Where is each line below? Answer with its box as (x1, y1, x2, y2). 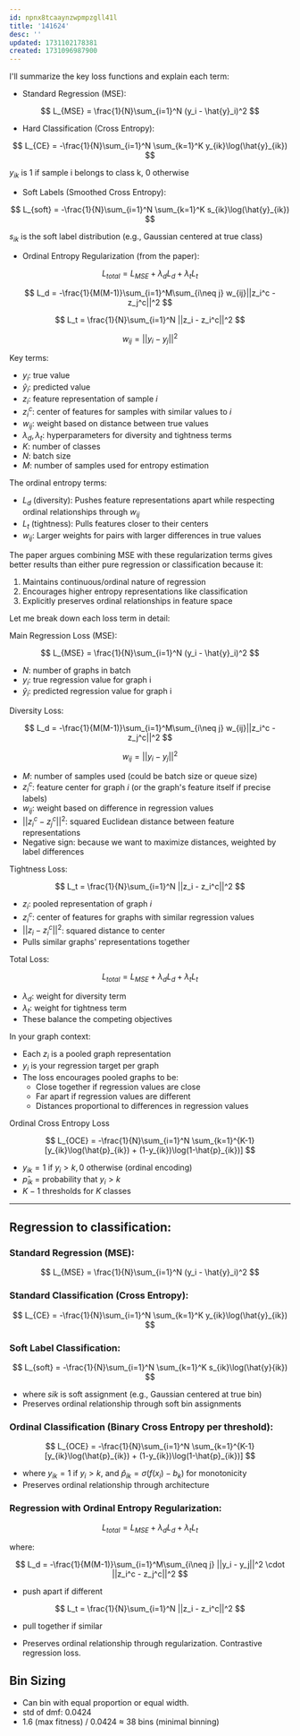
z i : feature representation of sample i (21, 393, 158, 406)
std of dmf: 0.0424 (21, 1706, 92, 1717)
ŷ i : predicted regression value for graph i (21, 686, 172, 699)
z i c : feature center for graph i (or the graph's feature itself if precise (21, 780, 271, 795)
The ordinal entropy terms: (9, 477, 107, 488)
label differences (21, 847, 85, 857)
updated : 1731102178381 (9, 38, 98, 47)
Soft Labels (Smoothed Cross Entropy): (21, 186, 167, 197)
